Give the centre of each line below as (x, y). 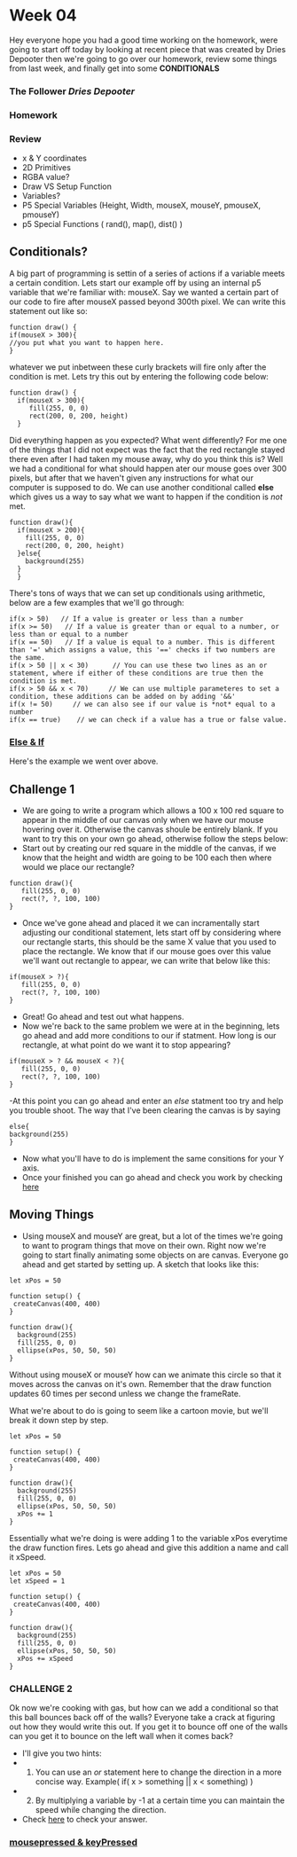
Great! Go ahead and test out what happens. (103, 1017)
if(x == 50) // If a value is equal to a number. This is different (142, 642)
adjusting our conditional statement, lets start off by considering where (152, 932)
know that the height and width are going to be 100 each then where (147, 858)
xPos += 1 (35, 1514)
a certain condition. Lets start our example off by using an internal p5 (135, 282)
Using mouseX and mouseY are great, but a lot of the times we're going (152, 1236)
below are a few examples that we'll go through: (97, 602)
